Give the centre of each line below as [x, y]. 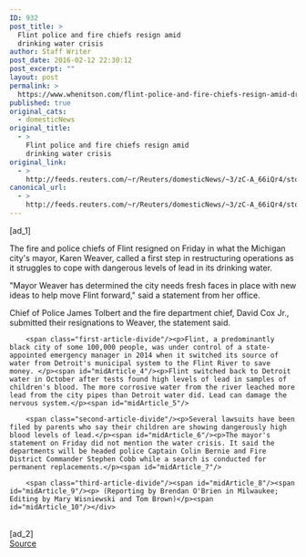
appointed [28, 355]
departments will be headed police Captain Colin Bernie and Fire [138, 451]
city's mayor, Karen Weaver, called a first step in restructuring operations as [152, 257]
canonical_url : [38, 188]
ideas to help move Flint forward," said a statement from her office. [135, 295]
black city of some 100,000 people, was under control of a [126, 347]
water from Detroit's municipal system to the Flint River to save [140, 363]
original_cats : [38, 111]
